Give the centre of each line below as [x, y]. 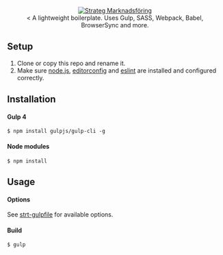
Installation [31, 99]
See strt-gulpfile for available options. [60, 215]
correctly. [30, 77]
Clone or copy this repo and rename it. [71, 63]
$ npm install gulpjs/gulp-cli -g [56, 131]
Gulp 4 [17, 117]
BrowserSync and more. [115, 25]
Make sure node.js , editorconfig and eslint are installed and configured [117, 70]
